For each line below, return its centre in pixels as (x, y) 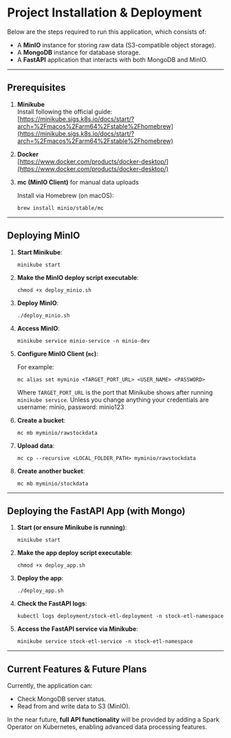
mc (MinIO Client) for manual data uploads (78, 182)
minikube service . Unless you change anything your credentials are (113, 400)
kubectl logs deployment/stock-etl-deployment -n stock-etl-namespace (120, 616)
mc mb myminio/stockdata (53, 484)
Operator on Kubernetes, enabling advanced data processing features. (107, 727)
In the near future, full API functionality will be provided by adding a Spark (113, 719)
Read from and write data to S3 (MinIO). (74, 706)
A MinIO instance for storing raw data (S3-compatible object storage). (117, 45)
